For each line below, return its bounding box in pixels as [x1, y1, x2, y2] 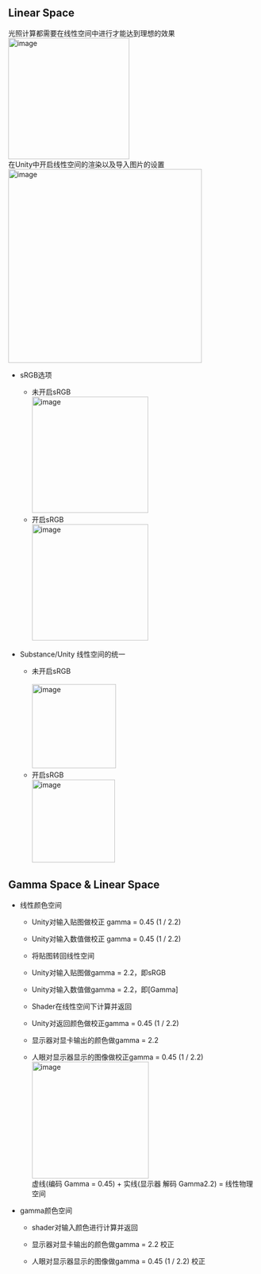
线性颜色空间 [19, 900, 62, 909]
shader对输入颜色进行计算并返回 [31, 1222, 139, 1232]
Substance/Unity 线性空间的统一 [19, 649, 125, 659]
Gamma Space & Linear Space [8, 878, 160, 892]
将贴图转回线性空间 [31, 951, 95, 960]
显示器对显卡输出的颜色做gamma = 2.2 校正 [31, 1239, 175, 1249]
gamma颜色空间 [19, 1206, 73, 1215]
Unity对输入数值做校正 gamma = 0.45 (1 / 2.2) [31, 934, 182, 943]
